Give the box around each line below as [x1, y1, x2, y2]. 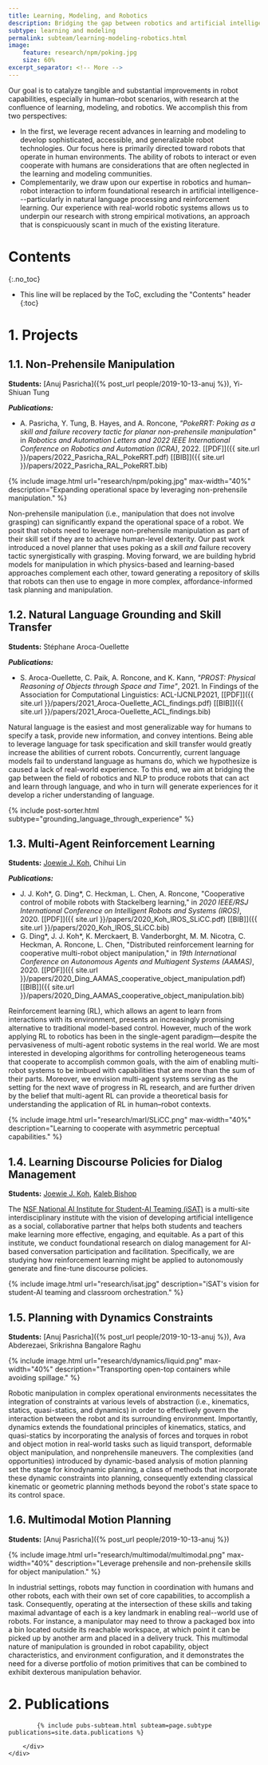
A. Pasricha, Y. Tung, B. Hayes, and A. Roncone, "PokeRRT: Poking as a [19, 418, 255, 428]
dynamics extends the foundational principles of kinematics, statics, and [8, 1422, 246, 1431]
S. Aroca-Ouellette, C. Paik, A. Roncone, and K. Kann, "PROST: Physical [19, 672, 256, 683]
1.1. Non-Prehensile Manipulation [8, 358, 175, 371]
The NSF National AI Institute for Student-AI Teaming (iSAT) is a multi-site [8, 1205, 250, 1214]
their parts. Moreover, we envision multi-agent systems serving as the [8, 1074, 238, 1084]
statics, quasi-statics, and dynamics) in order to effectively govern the [8, 1405, 239, 1415]
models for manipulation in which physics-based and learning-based [8, 560, 235, 569]
